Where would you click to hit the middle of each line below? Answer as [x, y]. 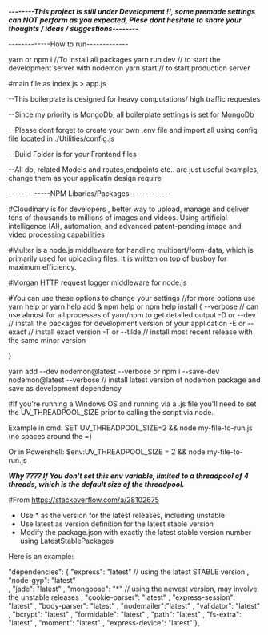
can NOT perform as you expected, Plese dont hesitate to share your [125, 20]
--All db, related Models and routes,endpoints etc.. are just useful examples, [134, 170]
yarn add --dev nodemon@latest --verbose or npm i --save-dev [114, 371]
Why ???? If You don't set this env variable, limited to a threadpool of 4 [129, 476]
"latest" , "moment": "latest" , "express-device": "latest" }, [104, 623]
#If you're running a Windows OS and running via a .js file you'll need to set [132, 404]
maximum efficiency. [43, 267]
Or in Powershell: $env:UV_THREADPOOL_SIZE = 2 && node [107, 452]
